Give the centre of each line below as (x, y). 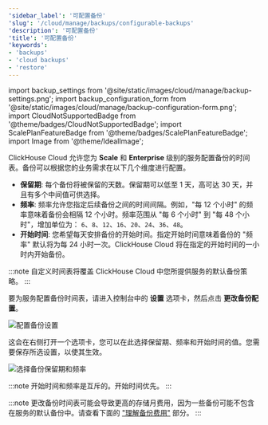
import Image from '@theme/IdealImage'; (76, 141)
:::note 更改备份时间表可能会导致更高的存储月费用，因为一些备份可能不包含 (132, 403)
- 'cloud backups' (39, 61)
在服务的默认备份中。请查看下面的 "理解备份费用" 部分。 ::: (105, 412)
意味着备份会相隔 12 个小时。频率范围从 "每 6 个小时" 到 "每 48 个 (135, 214)
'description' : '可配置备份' (54, 30)
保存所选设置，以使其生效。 (60, 352)
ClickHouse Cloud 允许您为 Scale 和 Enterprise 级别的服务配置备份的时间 (129, 157)
